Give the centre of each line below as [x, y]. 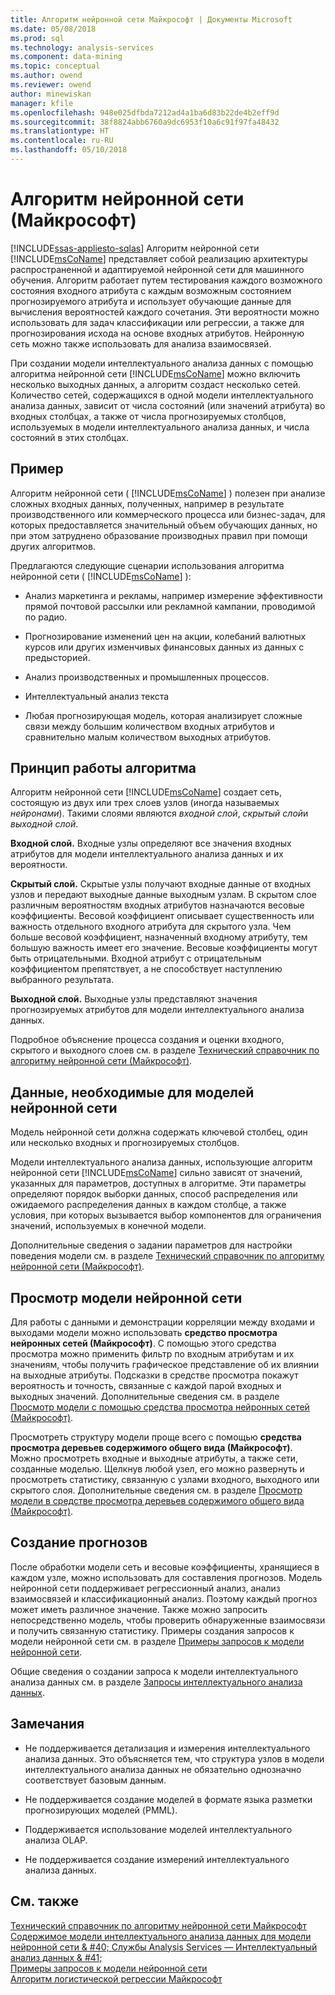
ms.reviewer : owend [51, 85]
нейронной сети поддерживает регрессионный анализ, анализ [145, 1588]
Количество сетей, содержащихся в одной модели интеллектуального [162, 395]
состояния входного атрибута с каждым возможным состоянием [151, 290]
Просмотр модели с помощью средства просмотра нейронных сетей [160, 1407]
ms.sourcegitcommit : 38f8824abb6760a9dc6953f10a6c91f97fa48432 [145, 122]
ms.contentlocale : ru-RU [62, 141]
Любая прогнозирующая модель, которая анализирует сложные [163, 715]
